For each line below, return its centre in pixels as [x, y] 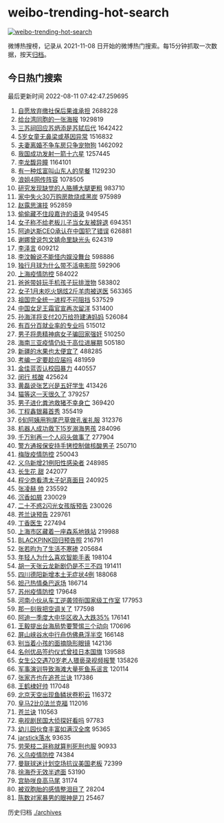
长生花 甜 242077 [43, 471]
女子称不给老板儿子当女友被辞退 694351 [74, 222]
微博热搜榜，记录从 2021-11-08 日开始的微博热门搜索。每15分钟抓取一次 [110, 45]
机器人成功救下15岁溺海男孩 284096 [69, 428]
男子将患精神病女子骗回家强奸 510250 [71, 334]
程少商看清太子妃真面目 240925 [63, 480]
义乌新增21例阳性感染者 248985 [63, 462]
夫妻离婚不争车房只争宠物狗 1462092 [70, 145]
